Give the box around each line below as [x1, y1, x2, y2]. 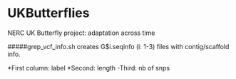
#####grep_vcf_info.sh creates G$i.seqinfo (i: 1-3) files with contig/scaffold [7, 42, 230, 51]
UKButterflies [7, 5, 90, 21]
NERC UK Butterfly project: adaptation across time [7, 28, 155, 37]
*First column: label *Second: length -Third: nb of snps [7, 63, 170, 72]
